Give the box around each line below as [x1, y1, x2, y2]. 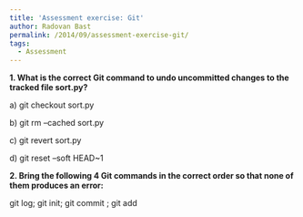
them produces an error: [9, 180, 104, 191]
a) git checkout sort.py [9, 99, 95, 110]
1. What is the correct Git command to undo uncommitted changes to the [9, 72, 289, 83]
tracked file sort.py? [9, 82, 88, 93]
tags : [9, 38, 30, 48]
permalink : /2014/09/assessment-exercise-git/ [9, 30, 189, 39]
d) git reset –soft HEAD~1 [9, 152, 104, 164]
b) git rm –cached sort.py [9, 118, 105, 129]
